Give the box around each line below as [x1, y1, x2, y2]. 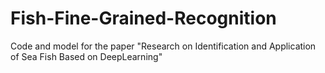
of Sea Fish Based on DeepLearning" [10, 50, 163, 62]
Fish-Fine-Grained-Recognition [10, 7, 277, 30]
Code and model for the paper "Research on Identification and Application [10, 40, 317, 52]
